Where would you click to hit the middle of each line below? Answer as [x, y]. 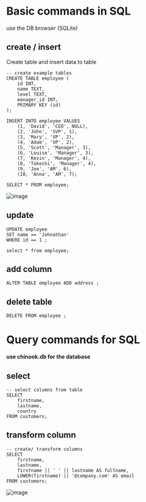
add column [29, 269]
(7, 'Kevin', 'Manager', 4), [54, 158]
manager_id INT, [38, 99]
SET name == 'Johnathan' [38, 235]
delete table [30, 302]
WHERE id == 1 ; [27, 240]
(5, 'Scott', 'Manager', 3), [54, 147]
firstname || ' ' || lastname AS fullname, [73, 470]
